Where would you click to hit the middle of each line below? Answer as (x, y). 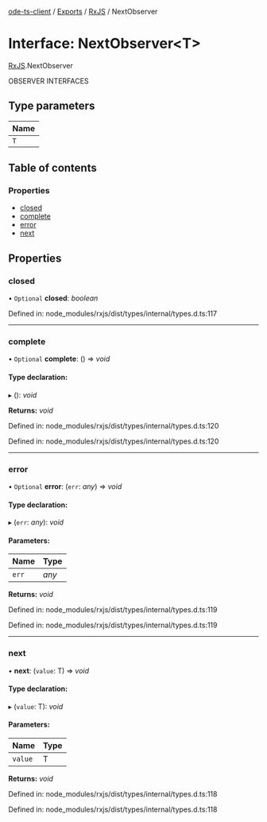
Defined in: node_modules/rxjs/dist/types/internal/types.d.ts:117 (112, 314)
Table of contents (52, 168)
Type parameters (52, 106)
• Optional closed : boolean (53, 298)
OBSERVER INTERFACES (48, 81)
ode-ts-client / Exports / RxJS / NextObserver (83, 12)
